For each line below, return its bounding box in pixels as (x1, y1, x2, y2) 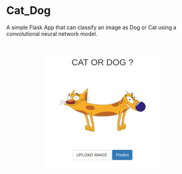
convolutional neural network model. (6, 30, 98, 37)
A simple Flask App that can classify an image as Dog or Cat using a (6, 24, 177, 31)
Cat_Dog (6, 4, 51, 18)
